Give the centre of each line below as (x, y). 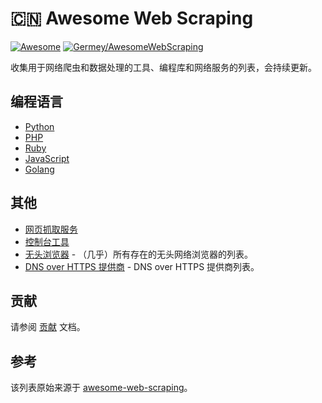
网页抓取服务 (51, 229)
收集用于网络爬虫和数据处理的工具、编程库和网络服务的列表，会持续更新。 (163, 67)
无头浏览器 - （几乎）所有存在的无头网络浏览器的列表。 (139, 254)
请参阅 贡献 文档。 (48, 327)
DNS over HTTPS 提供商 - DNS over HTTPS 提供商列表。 (142, 266)
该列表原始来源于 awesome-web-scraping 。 (101, 388)
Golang (39, 169)
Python (39, 126)
